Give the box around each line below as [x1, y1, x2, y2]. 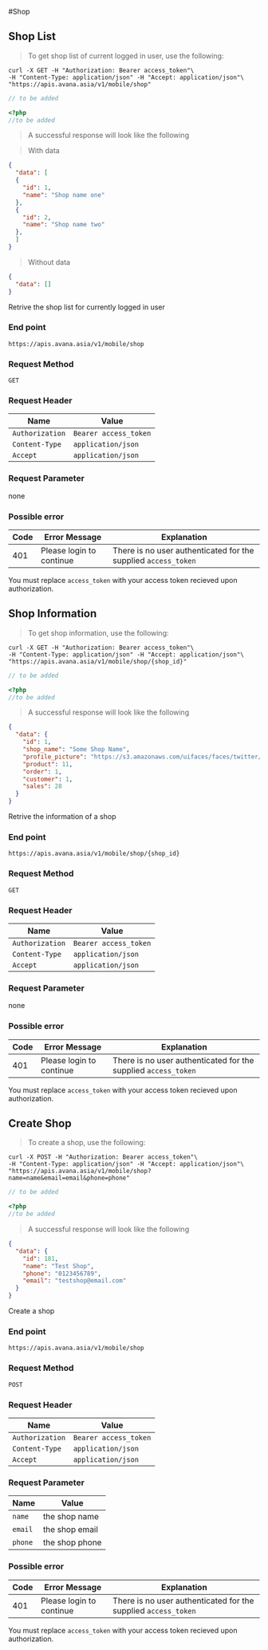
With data [27, 146, 60, 156]
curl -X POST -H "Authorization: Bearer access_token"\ [8, 1153, 198, 1161]
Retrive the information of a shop [8, 812, 116, 821]
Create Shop [8, 1116, 72, 1130]
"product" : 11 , [22, 760, 73, 768]
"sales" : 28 [22, 782, 62, 790]
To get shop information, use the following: [27, 628, 169, 637]
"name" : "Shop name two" [22, 221, 105, 229]
